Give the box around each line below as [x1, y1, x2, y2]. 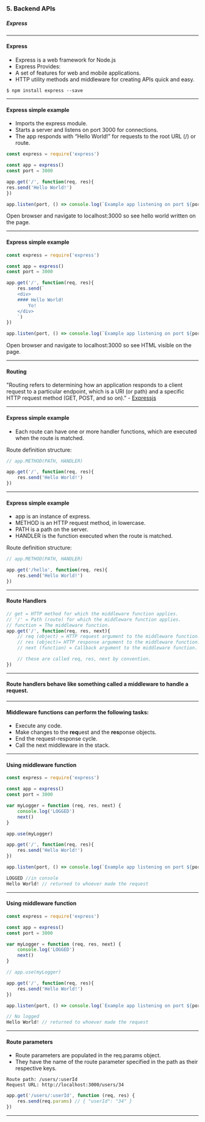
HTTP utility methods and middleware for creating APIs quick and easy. [15, 76, 195, 83]
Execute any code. [15, 722, 62, 730]
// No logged [6, 1013, 40, 1020]
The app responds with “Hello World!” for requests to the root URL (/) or [15, 133, 196, 140]
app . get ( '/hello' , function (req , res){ [6, 567, 108, 573]
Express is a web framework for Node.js [15, 56, 116, 64]
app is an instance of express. [15, 513, 92, 520]
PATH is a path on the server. [15, 526, 88, 533]
